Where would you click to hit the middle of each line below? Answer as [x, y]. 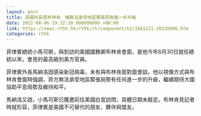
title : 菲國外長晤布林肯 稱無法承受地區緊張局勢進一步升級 [71, 17]
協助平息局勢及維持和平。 [38, 87]
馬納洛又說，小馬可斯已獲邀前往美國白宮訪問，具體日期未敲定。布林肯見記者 [100, 100]
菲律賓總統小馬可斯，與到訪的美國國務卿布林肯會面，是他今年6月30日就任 [98, 52]
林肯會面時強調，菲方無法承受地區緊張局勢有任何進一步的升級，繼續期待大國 [100, 80]
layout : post [22, 12]
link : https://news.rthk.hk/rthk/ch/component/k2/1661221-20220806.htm [97, 28]
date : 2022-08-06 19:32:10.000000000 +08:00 [63, 23]
